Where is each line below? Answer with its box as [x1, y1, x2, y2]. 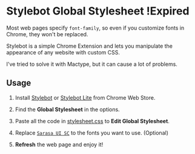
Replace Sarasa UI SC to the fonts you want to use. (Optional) [15, 129, 168, 136]
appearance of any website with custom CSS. [6, 48, 120, 56]
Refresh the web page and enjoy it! [15, 141, 104, 148]
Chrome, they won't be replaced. [6, 30, 88, 37]
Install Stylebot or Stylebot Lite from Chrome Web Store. [15, 94, 156, 101]
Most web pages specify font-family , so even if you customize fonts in [6, 24, 185, 31]
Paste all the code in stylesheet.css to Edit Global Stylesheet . [15, 117, 170, 124]
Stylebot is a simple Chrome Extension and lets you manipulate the [6, 42, 173, 50]
